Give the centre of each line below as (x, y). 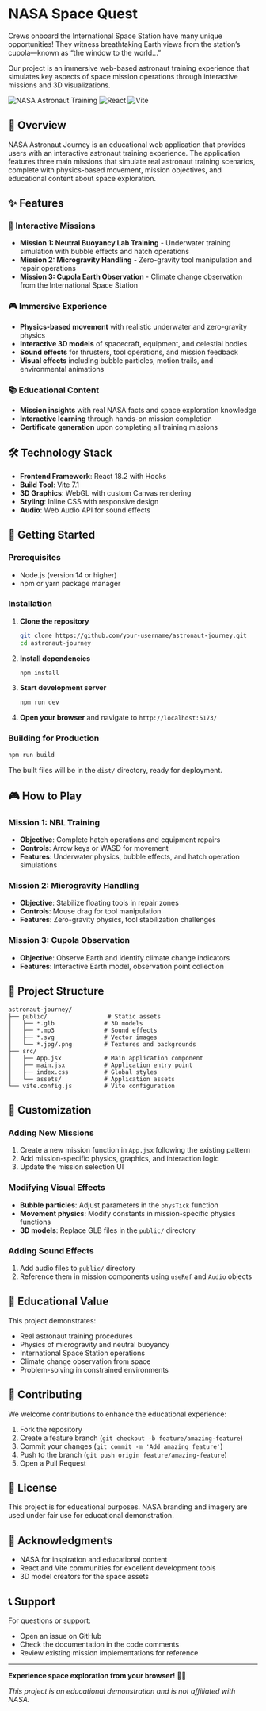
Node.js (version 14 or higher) (68, 575)
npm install (39, 673)
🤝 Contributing (45, 1395)
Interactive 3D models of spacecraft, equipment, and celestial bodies (133, 343)
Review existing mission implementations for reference (109, 1652)
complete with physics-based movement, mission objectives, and (115, 170)
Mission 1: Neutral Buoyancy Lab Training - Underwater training (125, 243)
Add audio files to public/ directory (78, 1268)
